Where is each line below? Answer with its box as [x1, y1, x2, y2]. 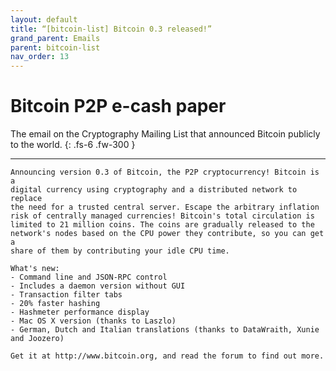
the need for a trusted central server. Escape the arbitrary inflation [10, 202, 320, 213]
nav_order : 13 [10, 52, 70, 62]
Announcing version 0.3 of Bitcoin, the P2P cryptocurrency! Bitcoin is [10, 167, 320, 178]
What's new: [10, 264, 60, 274]
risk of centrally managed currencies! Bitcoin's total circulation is [10, 211, 315, 221]
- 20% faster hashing [10, 299, 101, 309]
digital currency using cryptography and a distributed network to [10, 185, 298, 195]
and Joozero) [10, 334, 65, 344]
